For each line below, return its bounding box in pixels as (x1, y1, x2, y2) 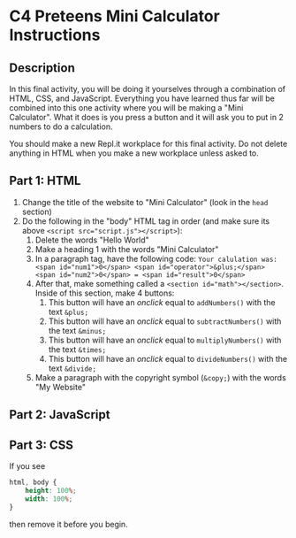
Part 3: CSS (9, 437, 73, 452)
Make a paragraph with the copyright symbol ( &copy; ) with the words (34, 372, 287, 382)
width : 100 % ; (25, 494, 73, 503)
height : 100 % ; (25, 486, 77, 495)
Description (9, 60, 75, 75)
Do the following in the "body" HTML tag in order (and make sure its (21, 215, 270, 227)
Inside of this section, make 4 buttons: (34, 288, 175, 298)
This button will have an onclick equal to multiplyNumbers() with (48, 334, 282, 345)
